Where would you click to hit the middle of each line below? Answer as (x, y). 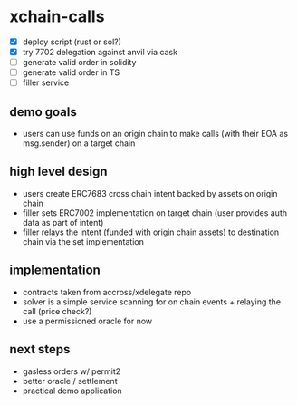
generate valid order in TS (71, 72)
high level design (58, 172)
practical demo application (72, 391)
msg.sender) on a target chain (79, 143)
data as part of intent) (63, 222)
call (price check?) (57, 311)
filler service (46, 82)
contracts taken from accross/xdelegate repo (107, 292)
